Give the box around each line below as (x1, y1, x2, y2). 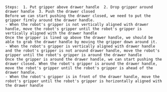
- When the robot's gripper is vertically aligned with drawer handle (5, 44, 155, 49)
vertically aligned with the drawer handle (5, 31, 97, 36)
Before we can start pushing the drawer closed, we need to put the (5, 13, 151, 18)
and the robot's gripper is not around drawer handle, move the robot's (5, 48, 160, 53)
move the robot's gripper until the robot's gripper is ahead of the (5, 66, 153, 71)
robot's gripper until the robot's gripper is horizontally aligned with (5, 79, 162, 84)
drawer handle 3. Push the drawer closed (5, 9, 95, 14)
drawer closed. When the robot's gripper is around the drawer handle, (5, 61, 157, 66)
